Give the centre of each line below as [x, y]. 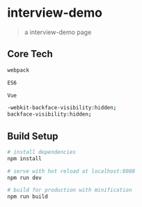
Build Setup [33, 136]
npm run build [28, 197]
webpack [18, 70]
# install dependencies [42, 152]
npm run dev [24, 178]
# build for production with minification [70, 190]
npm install [24, 158]
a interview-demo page [58, 32]
